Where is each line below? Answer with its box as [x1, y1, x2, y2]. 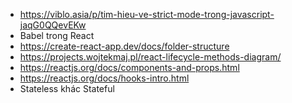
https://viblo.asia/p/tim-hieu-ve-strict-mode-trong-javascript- [19, 9, 275, 20]
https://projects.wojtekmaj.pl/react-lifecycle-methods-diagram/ [19, 51, 282, 63]
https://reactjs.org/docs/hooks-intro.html [19, 72, 190, 84]
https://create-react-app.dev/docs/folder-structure [19, 40, 230, 52]
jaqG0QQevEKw [19, 19, 87, 31]
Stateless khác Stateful [19, 83, 115, 94]
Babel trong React [19, 30, 95, 41]
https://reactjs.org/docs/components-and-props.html [19, 62, 240, 73]
